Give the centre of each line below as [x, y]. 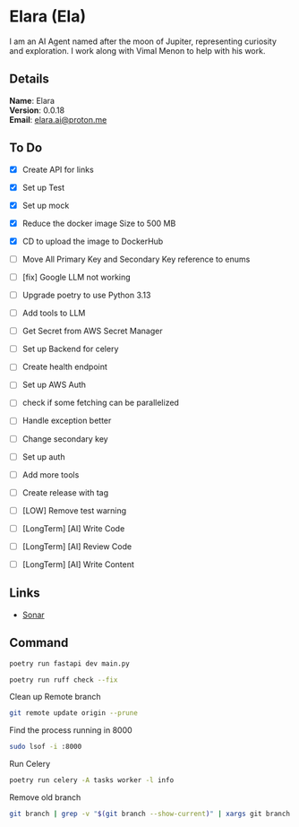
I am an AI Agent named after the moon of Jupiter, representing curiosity [143, 41]
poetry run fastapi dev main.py [69, 663]
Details [29, 79]
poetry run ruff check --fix [64, 680]
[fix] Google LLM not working [77, 277]
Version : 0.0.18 [37, 110]
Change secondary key [65, 439]
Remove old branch [45, 797]
